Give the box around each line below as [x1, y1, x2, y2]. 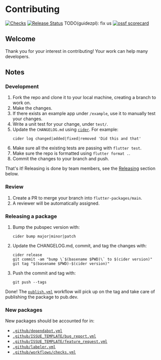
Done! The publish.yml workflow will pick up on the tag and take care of [5, 289, 155, 295]
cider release [12, 252, 42, 257]
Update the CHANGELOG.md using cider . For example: [12, 127, 119, 133]
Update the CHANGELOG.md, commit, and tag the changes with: [12, 243, 147, 249]
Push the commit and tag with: [12, 270, 76, 276]
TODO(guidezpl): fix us [64, 20, 112, 26]
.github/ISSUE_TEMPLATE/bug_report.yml [12, 334, 97, 339]
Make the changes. [12, 105, 53, 111]
